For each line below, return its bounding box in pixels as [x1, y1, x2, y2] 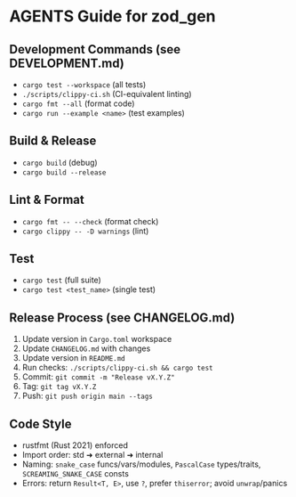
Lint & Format [9, 192, 84, 208]
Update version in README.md [21, 353, 126, 363]
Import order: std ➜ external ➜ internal [21, 450, 164, 460]
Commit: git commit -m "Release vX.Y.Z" [21, 371, 175, 382]
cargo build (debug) [21, 157, 98, 167]
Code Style [9, 416, 72, 431]
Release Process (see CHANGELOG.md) [9, 310, 236, 325]
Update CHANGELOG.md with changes [21, 343, 151, 354]
